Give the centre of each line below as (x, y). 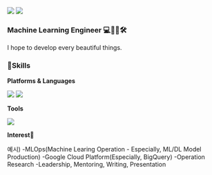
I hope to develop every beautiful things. (65, 48)
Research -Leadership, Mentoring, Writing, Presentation (87, 164)
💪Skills (19, 66)
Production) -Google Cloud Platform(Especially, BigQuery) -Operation (106, 157)
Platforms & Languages (41, 81)
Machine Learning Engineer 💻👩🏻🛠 (67, 30)
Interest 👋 (21, 135)
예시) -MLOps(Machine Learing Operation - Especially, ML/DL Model (104, 149)
